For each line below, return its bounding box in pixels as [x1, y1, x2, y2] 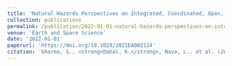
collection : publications [7, 16, 81, 23]
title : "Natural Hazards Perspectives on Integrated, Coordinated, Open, [7, 10, 224, 17]
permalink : [7, 23, 39, 30]
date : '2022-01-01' [7, 36, 64, 43]
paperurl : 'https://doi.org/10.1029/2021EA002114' [7, 42, 156, 49]
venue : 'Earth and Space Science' [7, 29, 107, 36]
